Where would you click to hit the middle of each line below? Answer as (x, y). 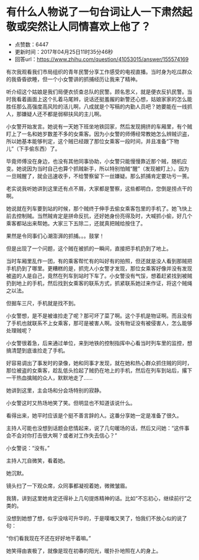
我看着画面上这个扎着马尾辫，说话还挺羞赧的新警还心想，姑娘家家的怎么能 (102, 99)
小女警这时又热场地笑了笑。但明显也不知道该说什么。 (71, 403)
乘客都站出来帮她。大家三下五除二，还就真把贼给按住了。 (76, 223)
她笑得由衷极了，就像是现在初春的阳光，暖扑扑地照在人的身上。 (84, 551)
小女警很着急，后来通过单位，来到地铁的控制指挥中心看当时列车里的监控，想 (99, 343)
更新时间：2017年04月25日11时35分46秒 (64, 51)
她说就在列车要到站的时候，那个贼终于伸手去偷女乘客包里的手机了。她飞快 (97, 208)
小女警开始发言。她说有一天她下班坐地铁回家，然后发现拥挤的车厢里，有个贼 (99, 126)
